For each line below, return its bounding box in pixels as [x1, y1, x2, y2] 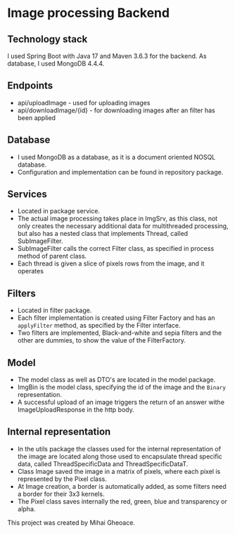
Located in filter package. [17, 306, 92, 315]
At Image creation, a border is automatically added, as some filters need [17, 482, 227, 490]
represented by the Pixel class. [17, 475, 107, 483]
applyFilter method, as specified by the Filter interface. [17, 321, 181, 330]
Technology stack [7, 33, 88, 45]
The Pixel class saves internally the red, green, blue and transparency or [17, 497, 227, 506]
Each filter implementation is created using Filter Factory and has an [17, 314, 215, 322]
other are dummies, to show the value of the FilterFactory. [17, 336, 186, 345]
